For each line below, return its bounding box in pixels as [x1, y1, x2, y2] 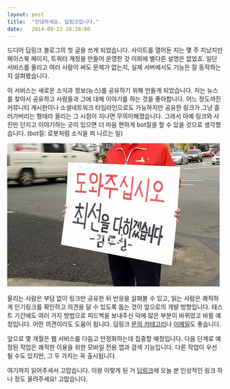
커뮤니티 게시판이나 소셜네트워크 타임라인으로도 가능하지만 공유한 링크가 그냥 [7, 104, 213, 112]
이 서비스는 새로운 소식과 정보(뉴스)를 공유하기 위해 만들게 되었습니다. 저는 [7, 86, 206, 95]
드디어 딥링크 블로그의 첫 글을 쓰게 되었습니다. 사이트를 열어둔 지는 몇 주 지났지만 [7, 46, 223, 54]
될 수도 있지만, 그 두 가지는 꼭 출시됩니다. [7, 352, 117, 360]
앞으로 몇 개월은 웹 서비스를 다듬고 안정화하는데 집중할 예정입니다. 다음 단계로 [7, 335, 214, 343]
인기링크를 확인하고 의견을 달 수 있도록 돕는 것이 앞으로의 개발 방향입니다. [14, 303, 211, 311]
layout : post [7, 11, 45, 18]
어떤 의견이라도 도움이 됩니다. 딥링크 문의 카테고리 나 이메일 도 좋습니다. [32, 320, 222, 329]
